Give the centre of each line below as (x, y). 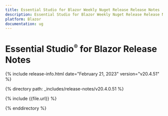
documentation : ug (24, 24)
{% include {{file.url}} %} (31, 98)
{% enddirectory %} (26, 108)
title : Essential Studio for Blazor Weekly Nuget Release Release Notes (82, 10)
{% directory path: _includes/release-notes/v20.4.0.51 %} (64, 88)
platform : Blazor (23, 19)
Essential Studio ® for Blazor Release (81, 49)
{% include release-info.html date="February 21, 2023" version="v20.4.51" (82, 73)
